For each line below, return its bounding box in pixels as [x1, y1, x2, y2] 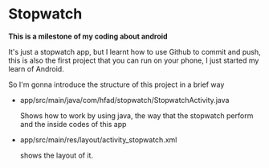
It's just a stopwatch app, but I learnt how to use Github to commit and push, [8, 47, 261, 56]
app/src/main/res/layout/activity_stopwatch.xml [19, 134, 177, 145]
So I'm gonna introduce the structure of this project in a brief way [8, 80, 225, 89]
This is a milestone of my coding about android [8, 31, 168, 41]
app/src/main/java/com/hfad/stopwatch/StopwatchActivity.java [19, 95, 230, 104]
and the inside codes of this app [19, 119, 127, 129]
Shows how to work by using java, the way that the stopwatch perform [19, 110, 254, 121]
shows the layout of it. [19, 150, 94, 160]
